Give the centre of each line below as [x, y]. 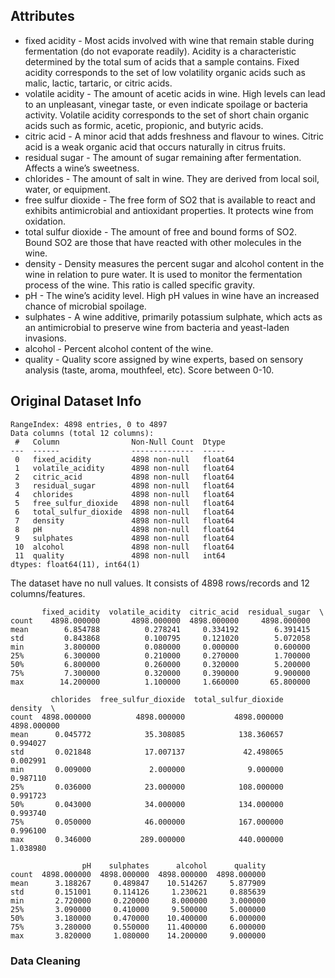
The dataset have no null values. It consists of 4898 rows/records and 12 [160, 583]
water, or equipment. [67, 189]
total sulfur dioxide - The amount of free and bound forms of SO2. [161, 231]
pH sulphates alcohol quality [174, 865]
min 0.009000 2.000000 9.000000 [147, 769]
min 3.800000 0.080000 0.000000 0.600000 [160, 647]
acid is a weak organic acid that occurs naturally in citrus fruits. [155, 146]
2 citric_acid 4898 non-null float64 [124, 477]
